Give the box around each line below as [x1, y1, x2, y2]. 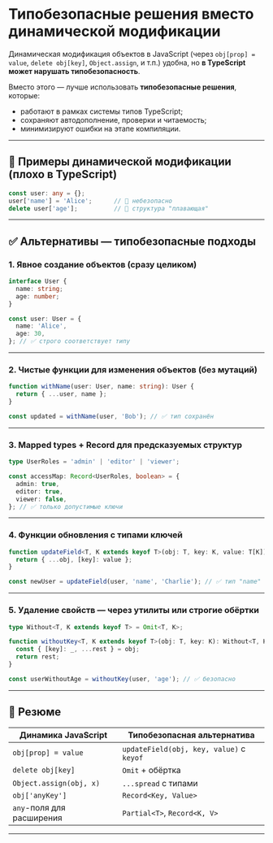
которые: [8, 90, 41, 100]
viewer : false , [15, 495, 67, 503]
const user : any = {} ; [8, 189, 85, 198]
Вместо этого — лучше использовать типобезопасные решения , [8, 82, 237, 92]
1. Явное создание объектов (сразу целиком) [8, 259, 197, 270]
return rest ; [15, 653, 60, 661]
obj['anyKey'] [12, 790, 67, 800]
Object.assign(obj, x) [12, 778, 100, 788]
